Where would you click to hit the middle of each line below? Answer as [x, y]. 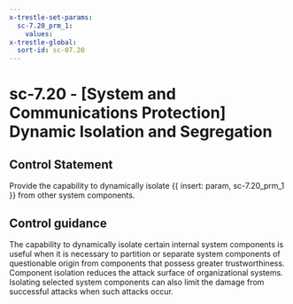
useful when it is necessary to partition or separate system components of [145, 253]
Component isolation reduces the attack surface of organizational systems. [146, 272]
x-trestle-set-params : [51, 17]
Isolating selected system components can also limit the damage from [137, 282]
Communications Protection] [118, 113]
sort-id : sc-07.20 [51, 51]
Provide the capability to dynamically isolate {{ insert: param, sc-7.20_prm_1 [147, 186]
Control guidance [58, 223]
